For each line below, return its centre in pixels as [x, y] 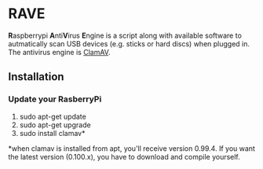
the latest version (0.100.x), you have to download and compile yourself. [124, 156]
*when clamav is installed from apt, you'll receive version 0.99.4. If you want [131, 148]
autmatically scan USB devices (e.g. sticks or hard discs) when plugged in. [129, 43]
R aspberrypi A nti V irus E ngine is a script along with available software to [125, 35]
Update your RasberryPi [55, 99]
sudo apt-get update [53, 116]
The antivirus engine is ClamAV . [59, 52]
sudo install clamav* [52, 133]
